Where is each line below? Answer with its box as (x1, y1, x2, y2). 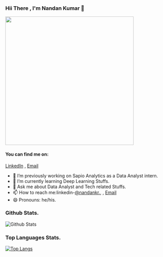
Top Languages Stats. (5, 234, 61, 241)
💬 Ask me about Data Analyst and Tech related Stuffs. (12, 183, 127, 190)
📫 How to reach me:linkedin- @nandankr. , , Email (12, 189, 117, 195)
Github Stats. (5, 209, 39, 216)
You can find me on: (5, 151, 49, 157)
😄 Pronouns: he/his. (12, 196, 56, 203)
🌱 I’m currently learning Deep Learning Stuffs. (12, 178, 110, 184)
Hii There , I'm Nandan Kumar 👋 (5, 5, 85, 12)
